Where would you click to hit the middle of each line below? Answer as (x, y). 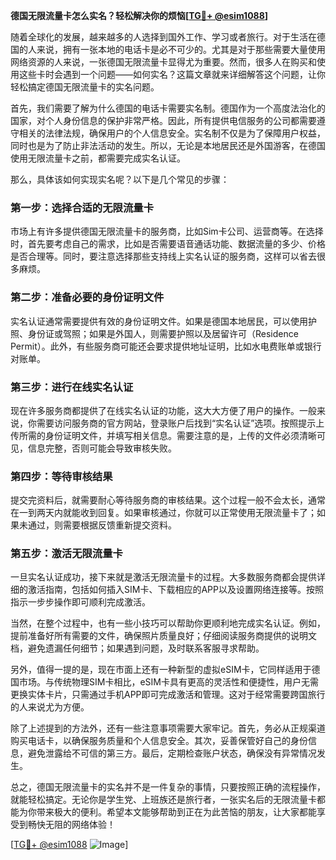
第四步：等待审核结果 (61, 476)
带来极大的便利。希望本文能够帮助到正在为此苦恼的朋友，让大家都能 (176, 812)
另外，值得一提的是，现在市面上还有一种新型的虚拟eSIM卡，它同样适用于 (161, 670)
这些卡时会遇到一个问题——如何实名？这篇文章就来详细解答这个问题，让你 (172, 74)
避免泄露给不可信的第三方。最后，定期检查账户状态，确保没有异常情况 (172, 753)
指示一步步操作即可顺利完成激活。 (80, 602)
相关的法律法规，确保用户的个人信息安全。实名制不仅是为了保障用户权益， (172, 133)
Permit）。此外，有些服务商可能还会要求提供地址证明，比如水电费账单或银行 (166, 346)
